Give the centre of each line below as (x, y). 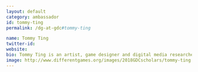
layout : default (26, 11)
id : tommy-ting (25, 22)
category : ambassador (33, 17)
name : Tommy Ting (27, 39)
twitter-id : (21, 44)
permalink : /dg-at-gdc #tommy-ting (49, 28)
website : (17, 49)
